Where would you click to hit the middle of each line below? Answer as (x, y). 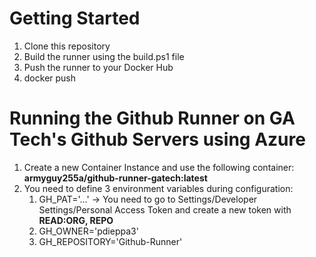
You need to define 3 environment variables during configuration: (158, 188)
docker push (50, 78)
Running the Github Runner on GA (152, 118)
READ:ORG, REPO (76, 220)
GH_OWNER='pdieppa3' (88, 231)
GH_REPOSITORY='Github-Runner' (110, 241)
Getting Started (75, 18)
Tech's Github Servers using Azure (157, 139)
